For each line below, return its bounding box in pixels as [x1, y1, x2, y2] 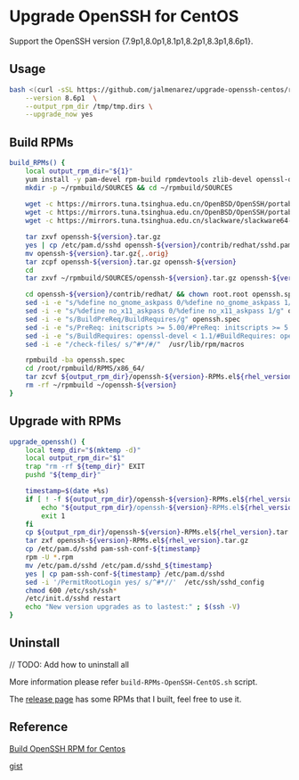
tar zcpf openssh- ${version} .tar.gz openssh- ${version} [25, 257, 238, 267]
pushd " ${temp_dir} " [25, 471, 101, 480]
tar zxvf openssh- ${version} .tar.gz [25, 233, 162, 242]
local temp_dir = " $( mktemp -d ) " [25, 446, 141, 455]
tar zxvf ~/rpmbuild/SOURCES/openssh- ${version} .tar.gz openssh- [25, 274, 273, 283]
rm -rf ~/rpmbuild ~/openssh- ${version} [25, 381, 177, 390]
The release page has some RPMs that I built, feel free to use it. [9, 694, 242, 704]
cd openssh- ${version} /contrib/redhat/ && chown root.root [25, 290, 249, 300]
